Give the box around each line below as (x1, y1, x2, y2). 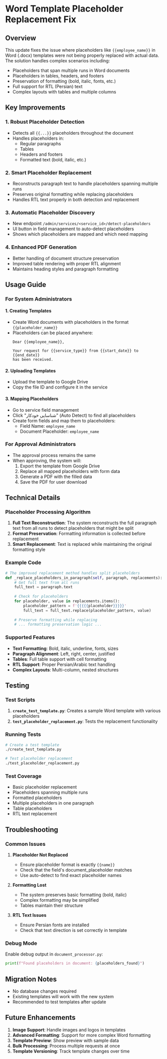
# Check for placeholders (14, 594, 69, 599)
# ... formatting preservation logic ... (14, 622, 102, 627)
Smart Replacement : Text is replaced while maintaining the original (12, 541, 152, 547)
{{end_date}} (12, 353, 40, 358)
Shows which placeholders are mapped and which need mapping (12, 231, 148, 237)
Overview (5, 34, 37, 42)
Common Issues (5, 840, 46, 847)
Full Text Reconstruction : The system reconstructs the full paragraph (12, 520, 157, 526)
